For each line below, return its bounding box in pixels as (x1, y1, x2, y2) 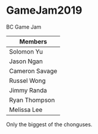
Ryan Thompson (9, 96, 55, 104)
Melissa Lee (9, 105, 43, 114)
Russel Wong (9, 76, 46, 85)
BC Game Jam (6, 23, 42, 30)
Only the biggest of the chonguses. (6, 120, 93, 128)
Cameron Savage (9, 67, 58, 75)
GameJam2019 (6, 4, 83, 17)
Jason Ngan (9, 57, 43, 66)
